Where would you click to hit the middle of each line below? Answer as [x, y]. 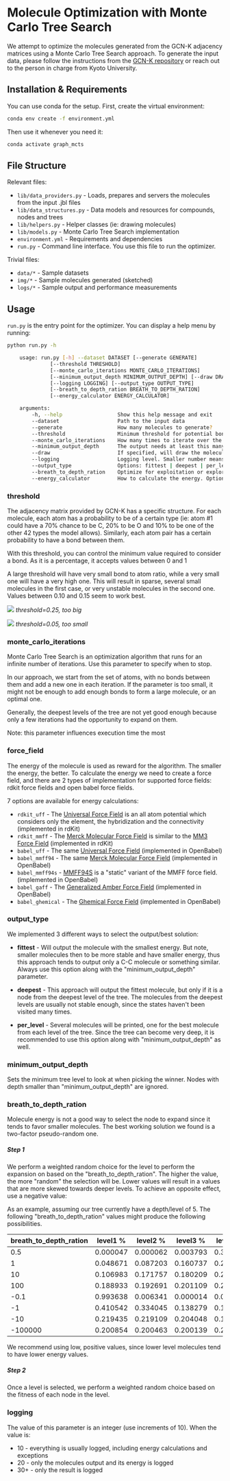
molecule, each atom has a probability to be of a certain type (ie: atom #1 [110, 518]
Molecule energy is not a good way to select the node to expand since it [109, 1119]
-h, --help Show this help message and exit [122, 415]
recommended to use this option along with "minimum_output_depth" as [119, 1039]
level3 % [191, 1240]
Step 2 [16, 1370]
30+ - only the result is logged [60, 1470]
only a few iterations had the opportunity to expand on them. [92, 720]
